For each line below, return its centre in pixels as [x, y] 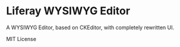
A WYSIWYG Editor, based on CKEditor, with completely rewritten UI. [90, 27]
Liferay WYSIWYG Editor [68, 11]
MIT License [21, 39]
